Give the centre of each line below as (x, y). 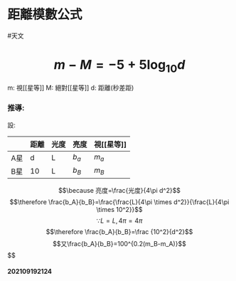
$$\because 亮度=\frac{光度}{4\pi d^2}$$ (119, 190)
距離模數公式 (45, 15)
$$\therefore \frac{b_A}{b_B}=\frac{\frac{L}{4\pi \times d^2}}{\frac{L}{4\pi (119, 202)
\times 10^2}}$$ (119, 209)
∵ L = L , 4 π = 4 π (119, 221)
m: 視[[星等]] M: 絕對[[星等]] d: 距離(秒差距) (71, 88)
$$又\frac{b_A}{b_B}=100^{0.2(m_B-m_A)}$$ (119, 243)
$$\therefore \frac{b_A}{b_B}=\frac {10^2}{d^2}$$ (119, 231)
